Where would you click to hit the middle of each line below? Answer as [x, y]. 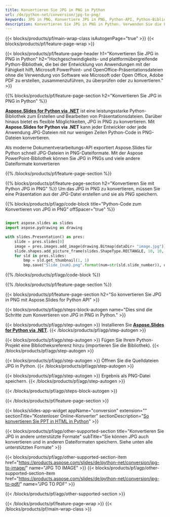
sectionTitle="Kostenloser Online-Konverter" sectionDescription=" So [77, 416]
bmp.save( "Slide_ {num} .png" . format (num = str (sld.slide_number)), [93, 265]
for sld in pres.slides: [40, 256]
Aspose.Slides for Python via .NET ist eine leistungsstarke [67, 111]
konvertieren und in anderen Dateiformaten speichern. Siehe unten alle [79, 442]
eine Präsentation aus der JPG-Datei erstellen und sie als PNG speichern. [82, 194]
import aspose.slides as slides [39, 223]
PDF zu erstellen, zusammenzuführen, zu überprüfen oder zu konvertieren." [84, 81]
